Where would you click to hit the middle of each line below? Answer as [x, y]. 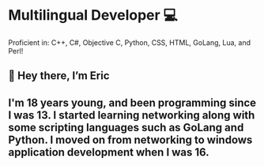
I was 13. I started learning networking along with [132, 115]
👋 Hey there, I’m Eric [59, 76]
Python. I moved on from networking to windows [130, 140]
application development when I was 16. [109, 152]
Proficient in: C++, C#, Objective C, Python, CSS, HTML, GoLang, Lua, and [130, 42]
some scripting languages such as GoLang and [126, 127]
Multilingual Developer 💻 [93, 15]
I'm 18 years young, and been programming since [132, 102]
